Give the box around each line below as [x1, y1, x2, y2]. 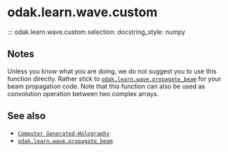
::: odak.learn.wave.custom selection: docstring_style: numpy [7, 28, 186, 36]
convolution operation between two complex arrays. [7, 89, 159, 98]
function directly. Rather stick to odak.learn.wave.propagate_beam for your [7, 74, 222, 83]
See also [7, 110, 46, 122]
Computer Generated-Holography [17, 130, 110, 137]
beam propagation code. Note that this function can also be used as [7, 82, 205, 90]
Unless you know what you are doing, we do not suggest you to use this [7, 66, 217, 75]
